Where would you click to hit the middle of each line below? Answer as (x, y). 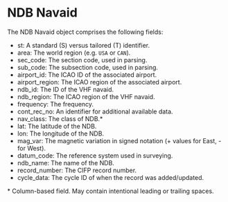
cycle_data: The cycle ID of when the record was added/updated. (111, 177)
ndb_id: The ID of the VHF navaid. (65, 89)
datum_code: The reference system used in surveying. (95, 155)
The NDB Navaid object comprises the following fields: (85, 32)
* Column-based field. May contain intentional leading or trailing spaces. (111, 191)
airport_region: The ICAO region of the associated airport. (99, 82)
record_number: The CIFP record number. (77, 170)
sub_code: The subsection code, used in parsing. (87, 67)
